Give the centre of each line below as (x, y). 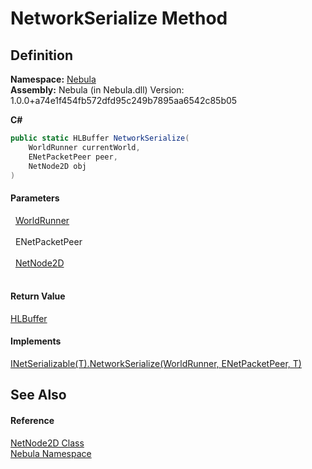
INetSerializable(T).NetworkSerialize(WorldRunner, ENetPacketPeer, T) (156, 363)
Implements (36, 341)
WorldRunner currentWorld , (84, 147)
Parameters (35, 198)
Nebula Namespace (51, 453)
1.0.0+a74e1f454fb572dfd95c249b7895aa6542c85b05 (124, 100)
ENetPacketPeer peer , (73, 157)
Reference (32, 420)
